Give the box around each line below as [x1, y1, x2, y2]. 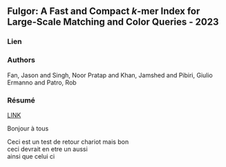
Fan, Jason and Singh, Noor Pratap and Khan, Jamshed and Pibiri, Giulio [7, 71, 213, 79]
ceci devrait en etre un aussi [7, 144, 88, 153]
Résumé [7, 96, 36, 105]
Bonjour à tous [7, 124, 49, 133]
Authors [7, 55, 36, 65]
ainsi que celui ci [7, 152, 55, 160]
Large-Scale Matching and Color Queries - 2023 [7, 16, 219, 28]
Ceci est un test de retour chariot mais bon [7, 137, 129, 146]
